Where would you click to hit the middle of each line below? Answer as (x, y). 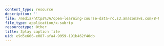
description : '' (21, 14)
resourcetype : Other (26, 27)
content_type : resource (29, 9)
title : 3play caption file (32, 32)
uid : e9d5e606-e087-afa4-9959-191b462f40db (50, 36)
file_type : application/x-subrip (39, 23)
